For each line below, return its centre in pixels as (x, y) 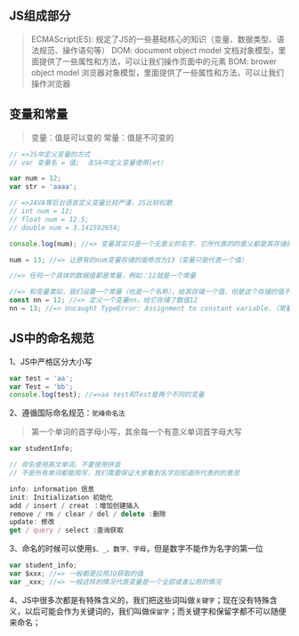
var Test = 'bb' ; (41, 386)
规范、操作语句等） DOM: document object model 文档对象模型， (158, 50)
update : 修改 (32, 522)
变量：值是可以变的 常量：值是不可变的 (102, 137)
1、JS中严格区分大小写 (51, 361)
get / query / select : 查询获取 (67, 531)
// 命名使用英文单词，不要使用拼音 (65, 465)
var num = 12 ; (36, 179)
